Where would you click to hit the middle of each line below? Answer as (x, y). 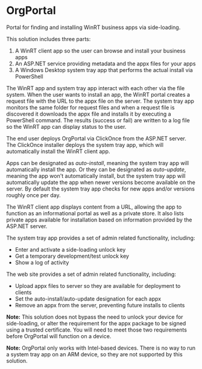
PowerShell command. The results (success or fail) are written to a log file (98, 120)
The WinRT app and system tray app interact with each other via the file (96, 88)
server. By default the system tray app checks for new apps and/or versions (100, 189)
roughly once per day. (34, 195)
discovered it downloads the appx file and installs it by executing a (89, 114)
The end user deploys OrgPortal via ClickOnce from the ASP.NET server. (96, 138)
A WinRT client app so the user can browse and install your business (100, 51)
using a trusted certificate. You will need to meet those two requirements (96, 330)
